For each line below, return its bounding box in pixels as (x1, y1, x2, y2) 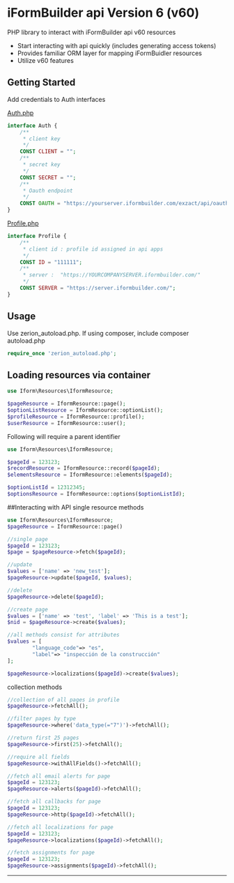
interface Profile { (7, 232, 68, 239)
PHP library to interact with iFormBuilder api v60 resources (7, 28, 176, 36)
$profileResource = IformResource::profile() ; (7, 413, 145, 420)
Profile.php (7, 219, 39, 228)
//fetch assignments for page (7, 849, 95, 856)
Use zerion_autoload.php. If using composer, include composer (7, 329, 189, 337)
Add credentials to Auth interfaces (7, 95, 106, 103)
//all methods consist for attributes (7, 632, 120, 639)
